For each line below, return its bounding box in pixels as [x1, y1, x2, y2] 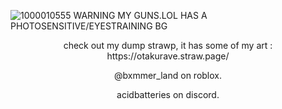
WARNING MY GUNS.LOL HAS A [73, 10, 208, 21]
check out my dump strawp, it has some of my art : [63, 40, 273, 51]
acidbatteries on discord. [116, 89, 220, 100]
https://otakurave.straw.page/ [106, 50, 230, 62]
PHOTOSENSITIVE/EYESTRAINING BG [10, 20, 168, 32]
